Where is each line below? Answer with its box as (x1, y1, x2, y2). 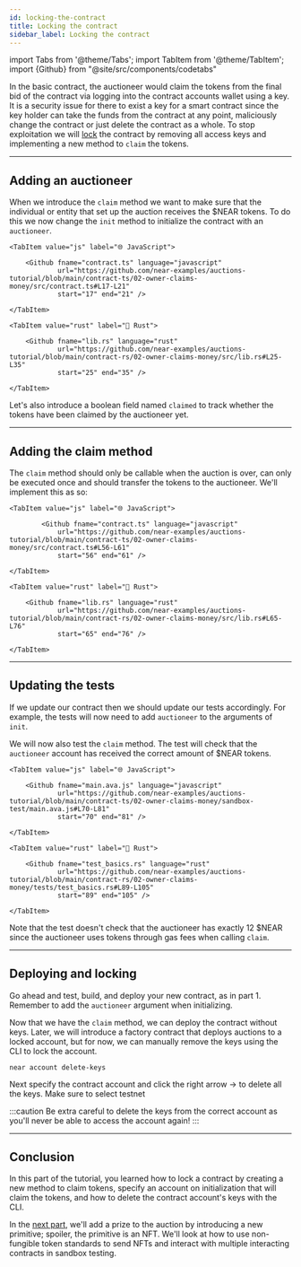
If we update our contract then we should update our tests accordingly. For (9, 702, 287, 712)
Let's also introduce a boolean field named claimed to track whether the (9, 400, 274, 411)
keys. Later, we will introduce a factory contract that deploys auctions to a (9, 1027, 282, 1037)
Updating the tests (9, 678, 116, 694)
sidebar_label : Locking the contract (9, 30, 150, 39)
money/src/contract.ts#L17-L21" (9, 282, 130, 292)
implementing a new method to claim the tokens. (9, 138, 190, 149)
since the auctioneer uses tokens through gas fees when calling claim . (9, 931, 271, 942)
